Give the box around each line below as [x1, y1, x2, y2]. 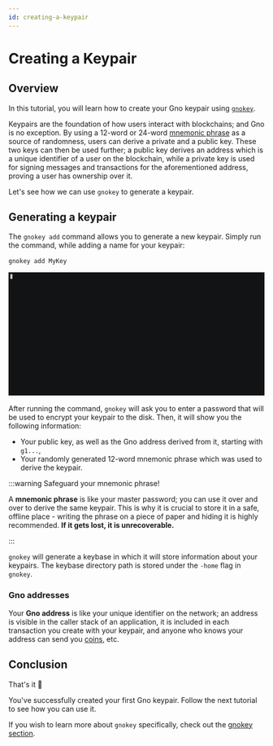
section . [8, 728, 36, 738]
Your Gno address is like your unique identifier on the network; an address [8, 608, 258, 618]
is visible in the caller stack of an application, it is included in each [8, 617, 230, 626]
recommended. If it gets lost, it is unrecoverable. [8, 520, 175, 530]
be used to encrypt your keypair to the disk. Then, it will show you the [8, 412, 242, 423]
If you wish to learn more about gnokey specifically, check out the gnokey [8, 719, 253, 729]
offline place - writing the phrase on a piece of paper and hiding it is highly [8, 511, 258, 521]
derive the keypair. [19, 463, 83, 472]
